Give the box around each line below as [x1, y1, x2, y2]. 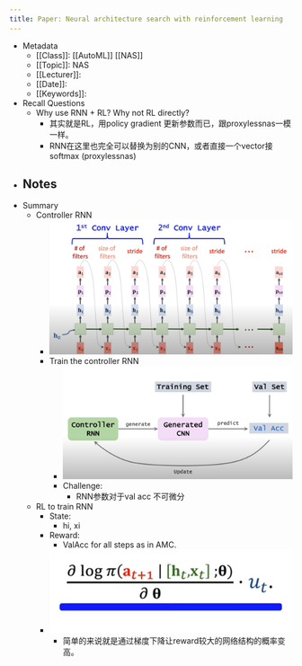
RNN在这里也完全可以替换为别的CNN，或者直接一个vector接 [49, 140, 273, 151]
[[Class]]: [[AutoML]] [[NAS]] [35, 49, 144, 60]
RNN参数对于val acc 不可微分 [75, 491, 185, 502]
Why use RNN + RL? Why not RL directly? [35, 107, 191, 118]
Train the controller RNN [49, 355, 139, 366]
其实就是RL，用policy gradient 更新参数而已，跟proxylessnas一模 [49, 118, 292, 129]
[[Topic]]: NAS [35, 59, 90, 70]
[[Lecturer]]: [35, 68, 82, 80]
